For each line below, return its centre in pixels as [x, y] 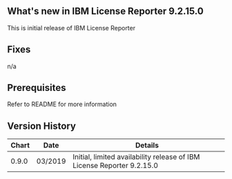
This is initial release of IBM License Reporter [71, 28]
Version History [41, 126]
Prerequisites [37, 88]
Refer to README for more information [62, 104]
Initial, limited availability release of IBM [136, 157]
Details [147, 145]
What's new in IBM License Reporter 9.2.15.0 [105, 11]
